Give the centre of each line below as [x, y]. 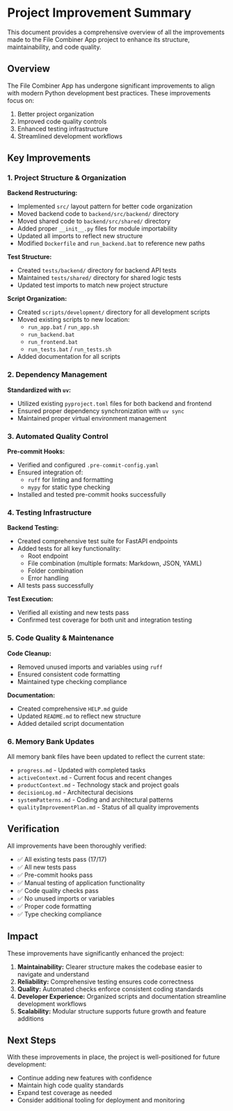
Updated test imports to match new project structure [93, 285]
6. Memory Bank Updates [51, 741]
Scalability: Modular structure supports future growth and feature [112, 1011]
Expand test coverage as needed [65, 1093]
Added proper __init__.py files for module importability [97, 228]
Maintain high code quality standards [70, 1085]
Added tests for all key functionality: [69, 549]
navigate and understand [53, 974]
